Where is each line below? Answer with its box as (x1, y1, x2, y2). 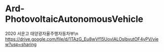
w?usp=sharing (5, 41, 37, 47)
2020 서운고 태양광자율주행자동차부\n (5, 30, 79, 36)
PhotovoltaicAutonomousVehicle (5, 13, 143, 25)
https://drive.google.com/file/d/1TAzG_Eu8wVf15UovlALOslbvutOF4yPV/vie (5, 36, 159, 42)
